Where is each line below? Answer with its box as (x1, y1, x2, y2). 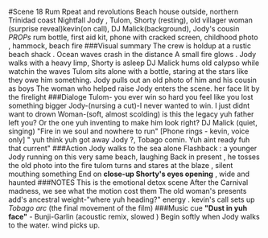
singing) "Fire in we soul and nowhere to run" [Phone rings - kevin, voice (8, 126, 249, 136)
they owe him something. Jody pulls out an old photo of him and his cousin (8, 76, 258, 84)
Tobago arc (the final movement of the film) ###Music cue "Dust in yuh (8, 203, 248, 212)
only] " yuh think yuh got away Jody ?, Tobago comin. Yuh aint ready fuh (8, 135, 250, 144)
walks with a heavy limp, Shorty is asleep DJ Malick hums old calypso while (8, 58, 260, 68)
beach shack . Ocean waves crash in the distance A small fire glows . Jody (8, 50, 257, 59)
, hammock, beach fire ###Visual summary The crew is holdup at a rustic (8, 41, 252, 51)
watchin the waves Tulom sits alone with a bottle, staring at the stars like (8, 67, 249, 76)
